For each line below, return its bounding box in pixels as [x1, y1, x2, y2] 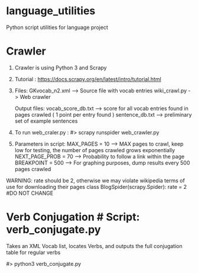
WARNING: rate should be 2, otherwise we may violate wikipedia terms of [6, 176, 185, 184]
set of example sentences [14, 117, 78, 124]
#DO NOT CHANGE [6, 190, 54, 197]
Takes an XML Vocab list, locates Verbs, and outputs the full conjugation [6, 242, 183, 249]
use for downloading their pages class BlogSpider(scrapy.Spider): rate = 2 [6, 183, 187, 190]
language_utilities [6, 4, 96, 18]
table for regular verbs [6, 249, 61, 256]
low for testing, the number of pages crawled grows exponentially [14, 146, 176, 153]
